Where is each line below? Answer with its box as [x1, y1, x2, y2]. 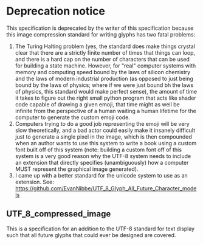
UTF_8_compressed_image [6, 209, 111, 219]
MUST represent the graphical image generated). [15, 165, 139, 173]
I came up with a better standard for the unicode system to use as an [15, 171, 188, 179]
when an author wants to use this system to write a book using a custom [15, 139, 197, 147]
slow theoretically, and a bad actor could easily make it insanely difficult [15, 126, 196, 134]
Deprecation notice [6, 4, 105, 18]
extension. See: [15, 178, 55, 185]
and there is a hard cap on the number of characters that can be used [15, 55, 190, 63]
